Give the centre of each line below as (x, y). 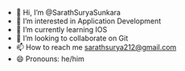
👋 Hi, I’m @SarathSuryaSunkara (68, 13)
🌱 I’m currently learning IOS (62, 29)
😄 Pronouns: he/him (50, 59)
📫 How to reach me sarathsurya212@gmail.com (96, 47)
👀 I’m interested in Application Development (88, 21)
